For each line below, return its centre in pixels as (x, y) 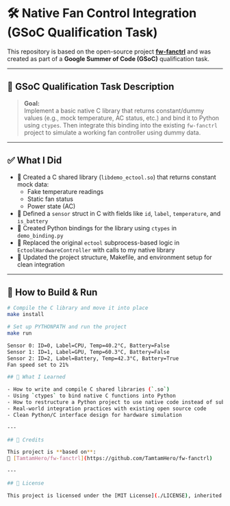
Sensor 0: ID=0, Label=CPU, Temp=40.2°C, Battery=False (88, 346)
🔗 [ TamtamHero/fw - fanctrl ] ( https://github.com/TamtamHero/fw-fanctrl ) (110, 459)
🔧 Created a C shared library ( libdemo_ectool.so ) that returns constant (117, 177)
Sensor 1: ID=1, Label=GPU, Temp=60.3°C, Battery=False (88, 352)
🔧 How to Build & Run (52, 292)
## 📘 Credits (26, 439)
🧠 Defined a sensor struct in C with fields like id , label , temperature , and (119, 213)
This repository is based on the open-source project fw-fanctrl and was (109, 51)
